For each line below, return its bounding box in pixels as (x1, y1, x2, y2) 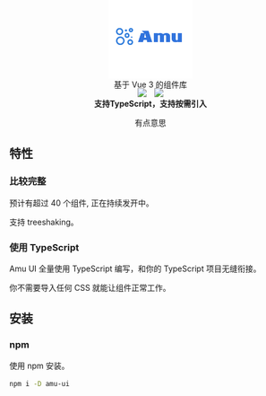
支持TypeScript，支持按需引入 (93, 99, 208, 109)
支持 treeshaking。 (9, 216, 79, 227)
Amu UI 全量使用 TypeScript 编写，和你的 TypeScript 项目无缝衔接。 (9, 263, 262, 274)
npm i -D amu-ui (9, 379, 70, 388)
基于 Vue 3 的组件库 (113, 79, 188, 90)
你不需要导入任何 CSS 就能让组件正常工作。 (9, 282, 172, 293)
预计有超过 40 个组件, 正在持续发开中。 (9, 198, 154, 208)
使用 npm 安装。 (9, 360, 70, 371)
